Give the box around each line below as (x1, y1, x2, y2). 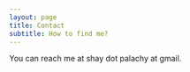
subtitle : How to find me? (9, 29, 109, 38)
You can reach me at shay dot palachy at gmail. (9, 54, 182, 64)
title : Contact (9, 21, 65, 30)
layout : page (9, 12, 57, 22)
